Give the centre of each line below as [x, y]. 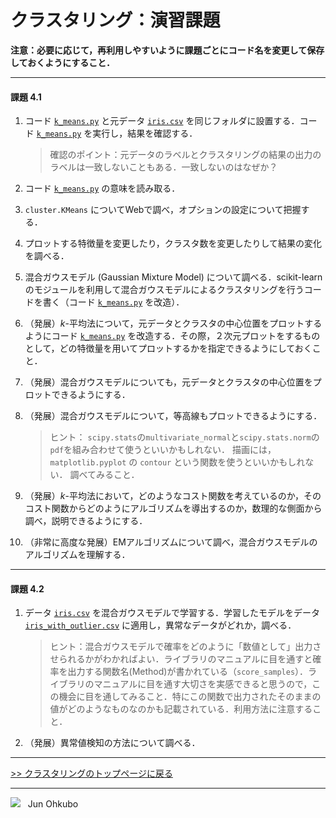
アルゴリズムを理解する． [77, 555]
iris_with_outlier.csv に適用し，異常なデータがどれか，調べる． [160, 625]
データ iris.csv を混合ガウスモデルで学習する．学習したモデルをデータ [172, 613]
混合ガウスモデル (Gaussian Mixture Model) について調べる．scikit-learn [173, 277]
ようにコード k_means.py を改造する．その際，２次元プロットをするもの [172, 336]
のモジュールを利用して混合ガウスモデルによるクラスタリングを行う [164, 290]
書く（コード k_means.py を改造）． [113, 302]
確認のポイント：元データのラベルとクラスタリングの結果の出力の [185, 155]
